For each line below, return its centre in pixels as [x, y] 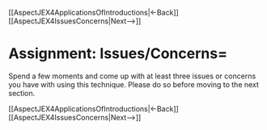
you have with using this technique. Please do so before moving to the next [133, 84]
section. [22, 93]
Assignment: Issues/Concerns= [118, 54]
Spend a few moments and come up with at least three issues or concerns [132, 76]
